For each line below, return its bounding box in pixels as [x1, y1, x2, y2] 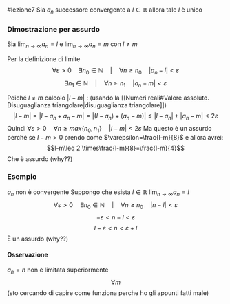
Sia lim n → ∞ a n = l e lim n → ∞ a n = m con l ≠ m [7, 40, 138, 50]
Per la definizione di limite [7, 54, 81, 63]
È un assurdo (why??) [7, 235, 69, 243]
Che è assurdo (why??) [7, 155, 73, 163]
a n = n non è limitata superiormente [7, 265, 109, 275]
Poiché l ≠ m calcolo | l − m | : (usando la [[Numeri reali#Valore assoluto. [7, 94, 210, 102]
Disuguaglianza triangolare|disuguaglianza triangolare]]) [7, 101, 167, 109]
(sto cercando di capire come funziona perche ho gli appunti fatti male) [7, 288, 209, 297]
